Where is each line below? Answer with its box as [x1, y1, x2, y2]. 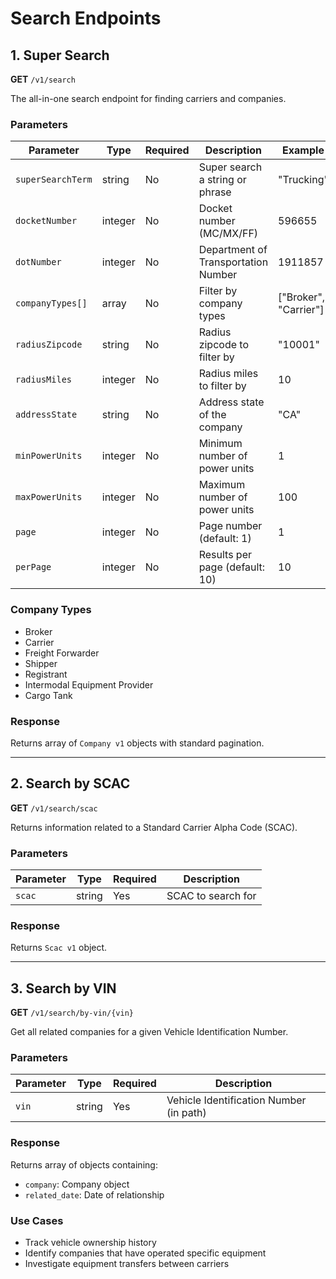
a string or [198, 173, 247, 187]
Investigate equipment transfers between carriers [24, 1258, 230, 1269]
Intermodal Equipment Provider [24, 678, 154, 691]
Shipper [24, 657, 58, 669]
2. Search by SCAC [10, 775, 131, 792]
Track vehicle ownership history [24, 1237, 157, 1248]
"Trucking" [278, 173, 329, 187]
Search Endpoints [10, 7, 162, 30]
